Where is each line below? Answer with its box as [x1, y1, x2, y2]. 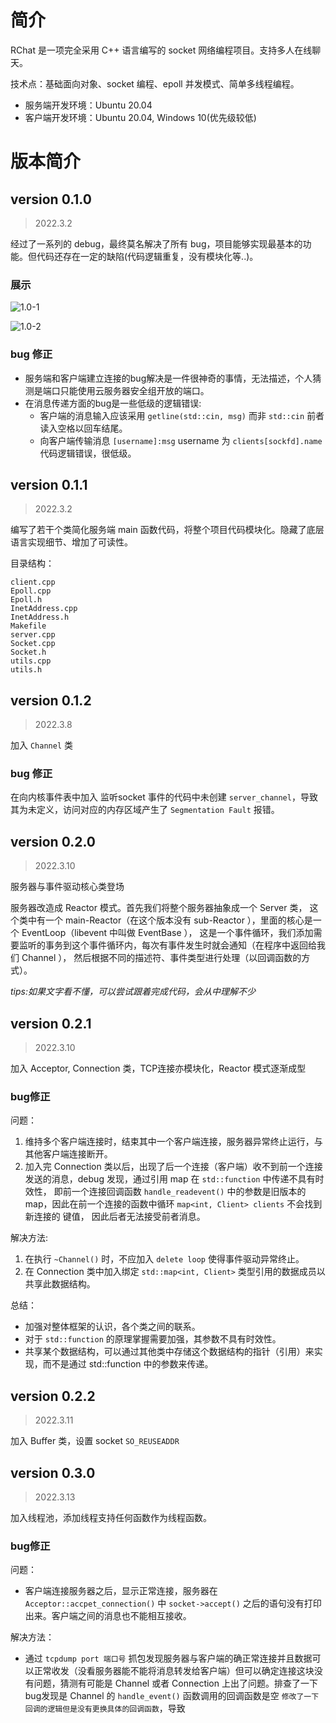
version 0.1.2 [10, 692, 92, 709]
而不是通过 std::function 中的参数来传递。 [42, 1358, 214, 1370]
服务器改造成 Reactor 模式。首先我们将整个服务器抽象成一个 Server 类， [10, 902, 308, 914]
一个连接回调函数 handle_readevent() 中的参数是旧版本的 [71, 1186, 307, 1198]
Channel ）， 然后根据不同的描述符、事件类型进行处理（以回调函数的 [21, 952, 302, 964]
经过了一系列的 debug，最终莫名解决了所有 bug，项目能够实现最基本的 [10, 237, 303, 250]
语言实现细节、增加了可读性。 [10, 536, 133, 548]
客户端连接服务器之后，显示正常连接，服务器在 [24, 1585, 218, 1597]
